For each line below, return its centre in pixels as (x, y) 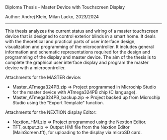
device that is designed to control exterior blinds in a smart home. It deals (80, 36)
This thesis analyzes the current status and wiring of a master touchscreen (82, 31)
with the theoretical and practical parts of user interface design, (70, 41)
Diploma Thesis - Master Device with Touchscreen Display (65, 7)
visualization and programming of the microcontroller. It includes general (80, 47)
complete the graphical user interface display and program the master (77, 62)
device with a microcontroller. (36, 68)
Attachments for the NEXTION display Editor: (51, 112)
